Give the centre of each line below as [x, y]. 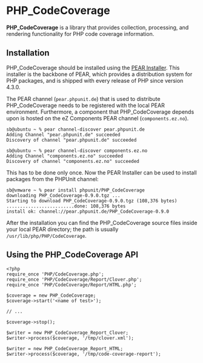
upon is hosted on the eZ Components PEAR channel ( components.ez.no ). [98, 118]
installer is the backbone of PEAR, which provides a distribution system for [99, 74]
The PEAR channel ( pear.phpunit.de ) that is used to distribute [83, 99]
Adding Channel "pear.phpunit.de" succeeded [63, 134]
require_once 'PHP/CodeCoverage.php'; [55, 274]
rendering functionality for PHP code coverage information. [80, 33]
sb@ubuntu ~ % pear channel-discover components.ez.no [77, 150]
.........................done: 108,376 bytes [66, 206]
